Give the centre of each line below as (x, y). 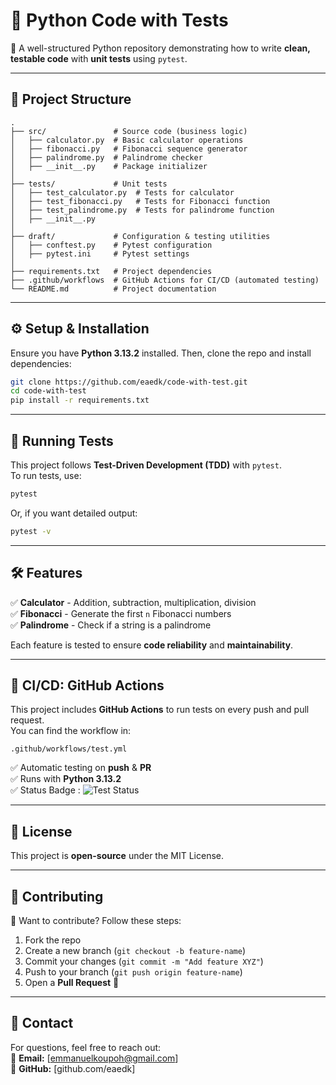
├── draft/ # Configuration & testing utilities (140, 236)
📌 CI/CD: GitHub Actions (87, 685)
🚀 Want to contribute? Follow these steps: (96, 920)
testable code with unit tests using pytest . (99, 58)
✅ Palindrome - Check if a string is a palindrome (111, 625)
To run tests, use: (46, 475)
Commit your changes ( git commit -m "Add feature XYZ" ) (144, 961)
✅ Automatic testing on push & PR (81, 768)
